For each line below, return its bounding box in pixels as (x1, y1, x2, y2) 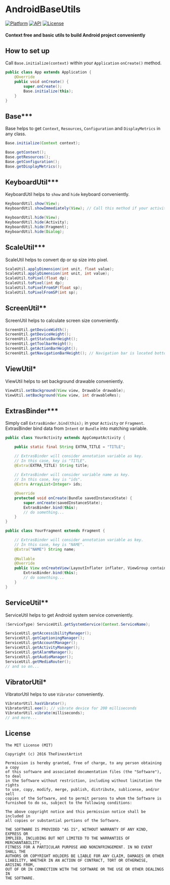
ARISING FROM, (5, 862, 35, 867)
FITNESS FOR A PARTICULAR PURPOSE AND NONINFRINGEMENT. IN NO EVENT (5, 844, 153, 850)
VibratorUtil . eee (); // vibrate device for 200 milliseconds (5, 706, 137, 711)
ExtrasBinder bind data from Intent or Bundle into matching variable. (5, 425, 148, 431)
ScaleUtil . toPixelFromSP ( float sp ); (5, 285, 82, 291)
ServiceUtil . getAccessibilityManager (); (5, 631, 92, 636)
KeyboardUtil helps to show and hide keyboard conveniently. (5, 191, 130, 197)
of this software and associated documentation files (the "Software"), (5, 769, 162, 774)
